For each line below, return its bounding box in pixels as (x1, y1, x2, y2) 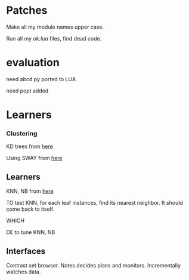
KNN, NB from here (6, 187, 54, 195)
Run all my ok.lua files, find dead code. (6, 35, 102, 42)
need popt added (6, 87, 49, 94)
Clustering (6, 129, 38, 137)
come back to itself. (6, 205, 55, 213)
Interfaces (6, 246, 46, 256)
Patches (6, 4, 48, 17)
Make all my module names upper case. (6, 23, 104, 30)
